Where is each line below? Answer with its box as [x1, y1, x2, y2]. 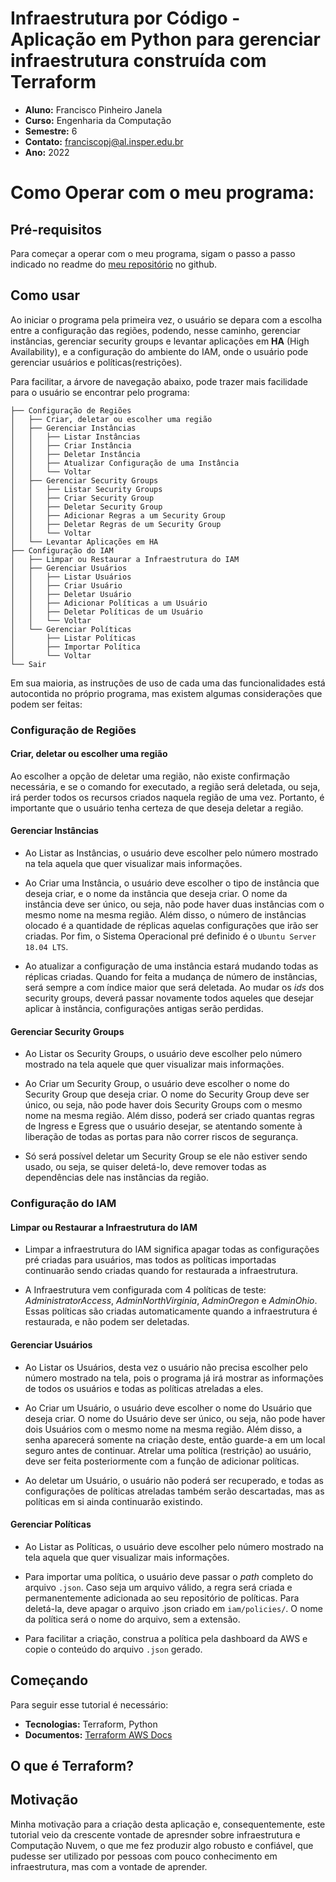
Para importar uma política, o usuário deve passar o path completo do [24, 1570, 314, 1582]
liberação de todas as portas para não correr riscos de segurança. [24, 1131, 299, 1143]
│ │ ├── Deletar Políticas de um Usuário [10, 607, 203, 617]
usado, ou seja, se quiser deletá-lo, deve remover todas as [24, 1161, 267, 1173]
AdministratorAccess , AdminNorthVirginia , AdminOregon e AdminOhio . [24, 1295, 318, 1307]
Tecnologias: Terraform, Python [24, 1718, 158, 1730]
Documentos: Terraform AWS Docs [24, 1728, 173, 1741]
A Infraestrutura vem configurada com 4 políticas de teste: [24, 1284, 267, 1296]
